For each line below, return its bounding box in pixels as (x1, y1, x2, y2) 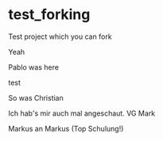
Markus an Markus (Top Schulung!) (8, 124, 124, 133)
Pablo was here (8, 62, 60, 72)
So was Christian (8, 93, 64, 102)
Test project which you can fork (8, 32, 113, 41)
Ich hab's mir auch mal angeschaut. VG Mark (8, 109, 156, 118)
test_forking (8, 6, 91, 24)
